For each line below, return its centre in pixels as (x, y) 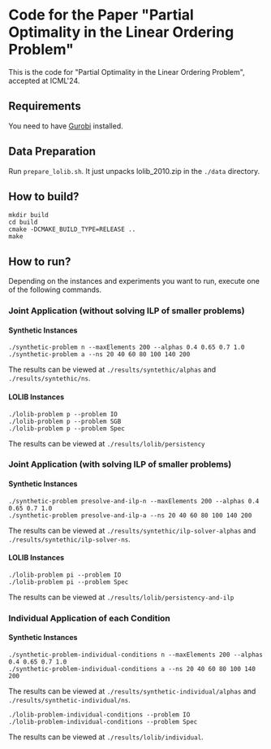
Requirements (45, 106)
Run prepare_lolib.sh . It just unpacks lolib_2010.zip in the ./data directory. (134, 171)
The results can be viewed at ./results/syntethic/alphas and (112, 370)
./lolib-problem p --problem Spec (67, 429)
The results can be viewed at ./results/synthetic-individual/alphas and (132, 691)
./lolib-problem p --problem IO (63, 414)
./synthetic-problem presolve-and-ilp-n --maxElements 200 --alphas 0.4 (134, 501)
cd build (23, 222)
